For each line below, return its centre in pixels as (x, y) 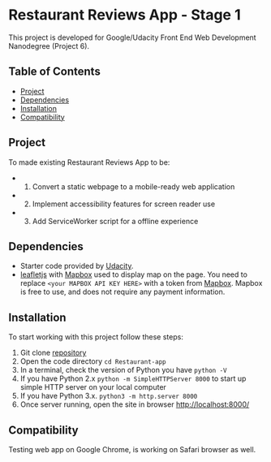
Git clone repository (53, 353)
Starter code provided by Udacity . (77, 266)
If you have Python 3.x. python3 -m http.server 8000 (109, 396)
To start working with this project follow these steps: (96, 337)
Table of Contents (55, 72)
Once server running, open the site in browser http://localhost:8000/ (135, 404)
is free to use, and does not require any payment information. (123, 292)
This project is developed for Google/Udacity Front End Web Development (133, 37)
